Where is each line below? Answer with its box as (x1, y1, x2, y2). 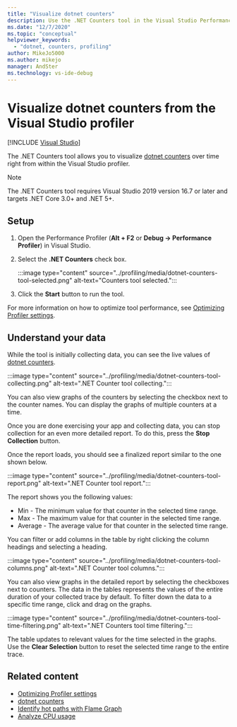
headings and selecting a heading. (7, 542, 108, 552)
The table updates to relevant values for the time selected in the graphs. (7, 635, 217, 644)
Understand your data (7, 332, 106, 344)
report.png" (7, 479, 42, 488)
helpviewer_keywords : (7, 37, 71, 44)
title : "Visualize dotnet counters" (7, 10, 115, 18)
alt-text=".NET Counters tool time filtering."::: (62, 622, 193, 630)
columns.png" (7, 564, 48, 573)
